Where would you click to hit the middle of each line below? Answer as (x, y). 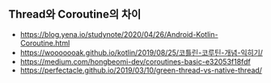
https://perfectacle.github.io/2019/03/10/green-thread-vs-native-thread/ (141, 70)
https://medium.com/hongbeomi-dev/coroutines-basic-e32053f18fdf (135, 61)
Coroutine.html (45, 43)
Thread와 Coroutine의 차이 (75, 15)
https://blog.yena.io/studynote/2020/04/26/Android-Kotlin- (119, 34)
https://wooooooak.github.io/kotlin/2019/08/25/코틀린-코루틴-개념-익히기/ (141, 52)
